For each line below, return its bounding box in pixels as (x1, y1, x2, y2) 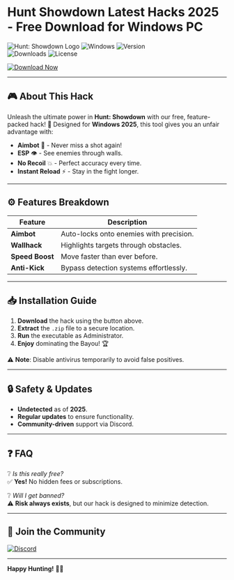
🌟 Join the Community (7, 526, 106, 537)
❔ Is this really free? (7, 470, 64, 478)
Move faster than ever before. (61, 252, 158, 261)
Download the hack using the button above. (17, 316, 144, 325)
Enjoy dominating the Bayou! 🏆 (17, 339, 109, 348)
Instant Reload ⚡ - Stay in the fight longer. (17, 167, 139, 175)
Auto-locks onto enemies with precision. (61, 229, 194, 238)
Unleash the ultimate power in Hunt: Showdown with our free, (7, 112, 186, 121)
